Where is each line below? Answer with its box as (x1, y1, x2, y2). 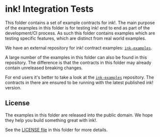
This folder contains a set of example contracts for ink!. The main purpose (5, 20, 155, 26)
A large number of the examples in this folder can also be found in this (5, 54, 147, 60)
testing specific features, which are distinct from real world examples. (5, 35, 146, 41)
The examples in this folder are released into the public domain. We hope (5, 112, 153, 118)
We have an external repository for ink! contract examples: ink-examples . (5, 45, 152, 51)
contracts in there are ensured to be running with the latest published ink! (5, 80, 154, 85)
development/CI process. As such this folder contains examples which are (5, 30, 156, 36)
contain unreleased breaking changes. (5, 65, 83, 71)
